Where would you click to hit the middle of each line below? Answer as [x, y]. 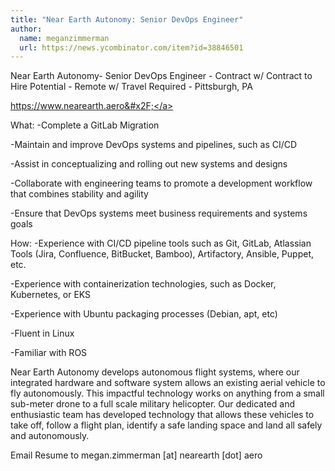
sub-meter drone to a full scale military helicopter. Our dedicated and [153, 404]
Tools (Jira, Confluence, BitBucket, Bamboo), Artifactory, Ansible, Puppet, [162, 254]
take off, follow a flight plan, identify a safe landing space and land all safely [166, 425]
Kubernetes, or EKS [51, 295]
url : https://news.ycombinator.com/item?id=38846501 [131, 47]
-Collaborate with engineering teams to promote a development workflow [161, 183]
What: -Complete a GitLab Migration [85, 125]
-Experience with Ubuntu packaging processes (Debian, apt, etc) [144, 314]
